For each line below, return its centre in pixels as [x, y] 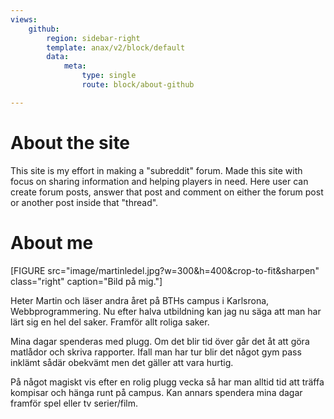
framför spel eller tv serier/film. [74, 403]
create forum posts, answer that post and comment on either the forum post [167, 192]
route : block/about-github [138, 85]
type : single [109, 76]
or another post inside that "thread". [84, 202]
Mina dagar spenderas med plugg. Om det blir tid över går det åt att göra [160, 341]
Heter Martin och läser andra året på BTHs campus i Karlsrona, [140, 300]
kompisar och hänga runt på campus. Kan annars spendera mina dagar [156, 392]
